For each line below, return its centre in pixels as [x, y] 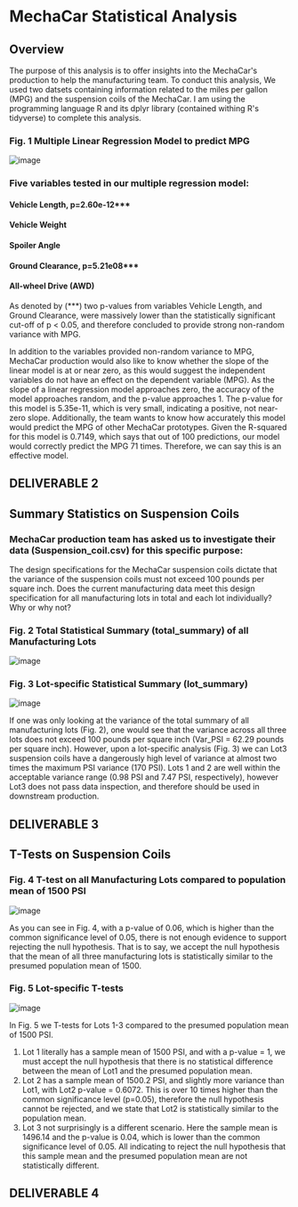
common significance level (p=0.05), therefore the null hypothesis [143, 1099]
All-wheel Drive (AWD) [52, 286]
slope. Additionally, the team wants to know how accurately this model [157, 417]
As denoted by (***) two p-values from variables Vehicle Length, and [136, 305]
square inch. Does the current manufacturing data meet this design [132, 588]
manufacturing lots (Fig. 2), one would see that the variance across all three [148, 730]
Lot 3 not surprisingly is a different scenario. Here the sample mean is [150, 1127]
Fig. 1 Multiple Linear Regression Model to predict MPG [130, 141]
